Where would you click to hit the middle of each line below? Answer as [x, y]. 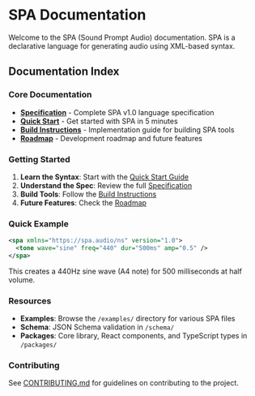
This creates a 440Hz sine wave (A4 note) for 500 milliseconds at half [125, 271]
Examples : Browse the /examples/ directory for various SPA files [127, 319]
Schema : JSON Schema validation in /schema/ [97, 327]
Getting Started [39, 159]
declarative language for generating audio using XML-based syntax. [122, 45]
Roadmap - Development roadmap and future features [111, 138]
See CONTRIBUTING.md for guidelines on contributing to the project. [123, 383]
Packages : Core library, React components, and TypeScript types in [134, 336]
